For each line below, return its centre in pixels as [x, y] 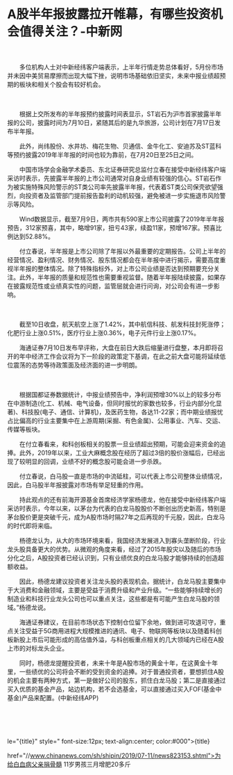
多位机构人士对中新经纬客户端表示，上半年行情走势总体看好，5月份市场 [121, 67]
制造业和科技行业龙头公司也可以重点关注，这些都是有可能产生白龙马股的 [110, 598]
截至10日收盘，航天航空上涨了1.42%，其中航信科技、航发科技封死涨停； [122, 324]
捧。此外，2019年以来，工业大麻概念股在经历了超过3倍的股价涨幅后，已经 [113, 452]
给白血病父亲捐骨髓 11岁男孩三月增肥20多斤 [69, 764]
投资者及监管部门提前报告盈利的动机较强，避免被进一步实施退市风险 [122, 195]
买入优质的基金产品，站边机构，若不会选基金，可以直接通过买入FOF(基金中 [114, 689]
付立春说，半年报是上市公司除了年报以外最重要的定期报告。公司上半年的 [122, 251]
